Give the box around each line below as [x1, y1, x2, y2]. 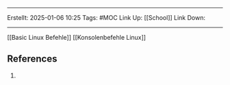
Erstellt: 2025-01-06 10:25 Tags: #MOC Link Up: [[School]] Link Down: [7, 14, 205, 21]
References [7, 53, 57, 65]
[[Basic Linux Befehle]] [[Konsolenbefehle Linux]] [7, 34, 146, 41]
